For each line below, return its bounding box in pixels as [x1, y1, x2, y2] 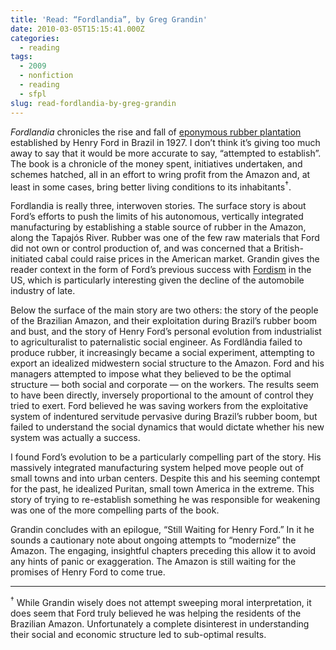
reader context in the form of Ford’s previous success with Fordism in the [10, 264, 312, 276]
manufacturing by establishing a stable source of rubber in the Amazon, [10, 221, 307, 233]
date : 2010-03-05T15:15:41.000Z [10, 24, 145, 34]
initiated [10, 253, 44, 265]
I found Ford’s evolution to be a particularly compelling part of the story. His [10, 451, 322, 463]
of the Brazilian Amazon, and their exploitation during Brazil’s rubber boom [10, 315, 318, 327]
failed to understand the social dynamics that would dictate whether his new [10, 421, 325, 433]
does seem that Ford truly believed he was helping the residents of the [10, 607, 302, 619]
